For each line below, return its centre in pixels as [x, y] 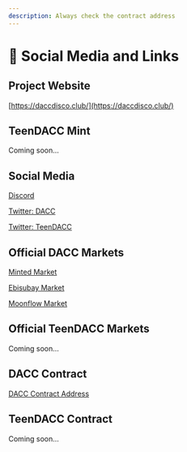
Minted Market [33, 272]
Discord [21, 196]
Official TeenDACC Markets [79, 329]
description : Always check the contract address [92, 16]
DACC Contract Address [49, 394]
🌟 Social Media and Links [94, 56]
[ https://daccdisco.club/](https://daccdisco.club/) [91, 105]
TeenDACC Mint [49, 131]
